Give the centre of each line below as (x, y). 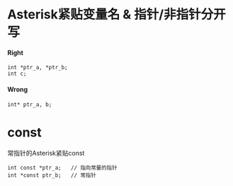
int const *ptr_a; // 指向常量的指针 (62, 168)
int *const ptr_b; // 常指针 (52, 175)
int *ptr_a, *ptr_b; (38, 68)
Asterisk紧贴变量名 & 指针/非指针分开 (116, 14)
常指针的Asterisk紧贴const (46, 153)
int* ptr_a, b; (30, 104)
